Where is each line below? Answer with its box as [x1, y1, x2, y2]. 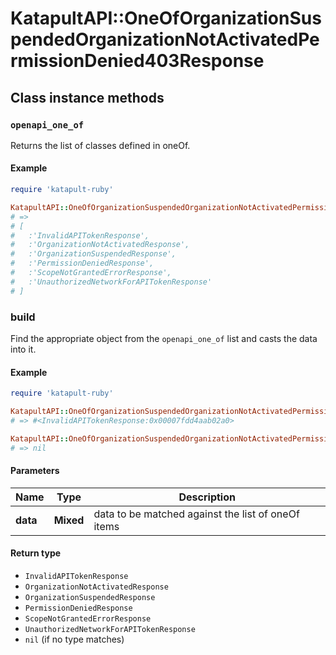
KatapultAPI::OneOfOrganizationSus [10, 7, 322, 30]
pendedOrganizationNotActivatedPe [10, 28, 320, 51]
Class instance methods [10, 89, 165, 106]
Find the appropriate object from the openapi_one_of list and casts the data [10, 333, 318, 344]
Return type [10, 547, 62, 559]
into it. [10, 343, 37, 355]
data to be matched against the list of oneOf [93, 507, 300, 521]
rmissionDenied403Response [10, 50, 265, 72]
